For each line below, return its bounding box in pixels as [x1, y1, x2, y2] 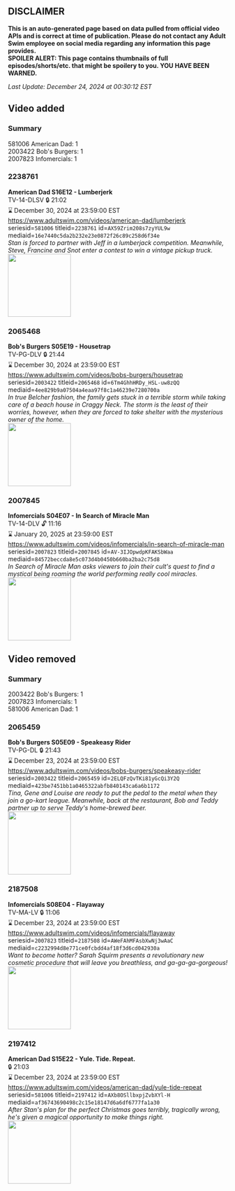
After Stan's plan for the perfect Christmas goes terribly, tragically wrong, [8, 1105, 220, 1113]
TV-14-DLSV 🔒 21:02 [8, 195, 67, 204]
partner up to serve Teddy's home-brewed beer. [8, 804, 147, 812]
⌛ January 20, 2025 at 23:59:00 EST [8, 530, 114, 538]
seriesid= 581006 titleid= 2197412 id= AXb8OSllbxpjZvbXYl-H [8, 1090, 170, 1099]
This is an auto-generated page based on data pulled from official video [8, 24, 220, 32]
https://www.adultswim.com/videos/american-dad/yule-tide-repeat [8, 1083, 202, 1091]
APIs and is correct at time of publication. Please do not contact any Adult [8, 31, 226, 40]
